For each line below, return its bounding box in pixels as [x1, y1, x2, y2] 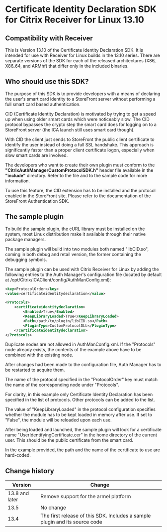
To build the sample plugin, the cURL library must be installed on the [5, 226, 145, 232]
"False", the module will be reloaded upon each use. [5, 417, 112, 423]
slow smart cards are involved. [5, 152, 68, 158]
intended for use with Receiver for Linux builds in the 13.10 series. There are [5, 52, 160, 58]
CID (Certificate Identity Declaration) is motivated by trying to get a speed [5, 111, 156, 117]
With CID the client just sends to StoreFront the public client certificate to [5, 136, 155, 142]
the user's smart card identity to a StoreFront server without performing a [5, 96, 156, 102]
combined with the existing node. [5, 352, 74, 358]
